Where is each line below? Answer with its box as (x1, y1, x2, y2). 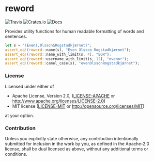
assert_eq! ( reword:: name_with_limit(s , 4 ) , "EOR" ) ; (5, 52, 111, 57)
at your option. (5, 113, 34, 118)
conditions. (5, 151, 28, 157)
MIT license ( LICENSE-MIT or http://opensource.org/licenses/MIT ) (12, 103, 145, 109)
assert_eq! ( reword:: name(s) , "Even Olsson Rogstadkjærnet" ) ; (5, 47, 131, 52)
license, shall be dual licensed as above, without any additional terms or (5, 146, 149, 152)
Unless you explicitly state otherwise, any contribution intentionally (5, 135, 139, 141)
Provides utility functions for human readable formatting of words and (5, 28, 144, 34)
